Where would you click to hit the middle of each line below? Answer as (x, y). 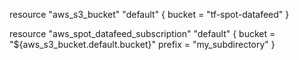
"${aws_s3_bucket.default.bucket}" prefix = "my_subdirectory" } (142, 44)
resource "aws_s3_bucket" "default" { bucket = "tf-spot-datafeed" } (149, 14)
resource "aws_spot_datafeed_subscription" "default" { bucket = (142, 33)
